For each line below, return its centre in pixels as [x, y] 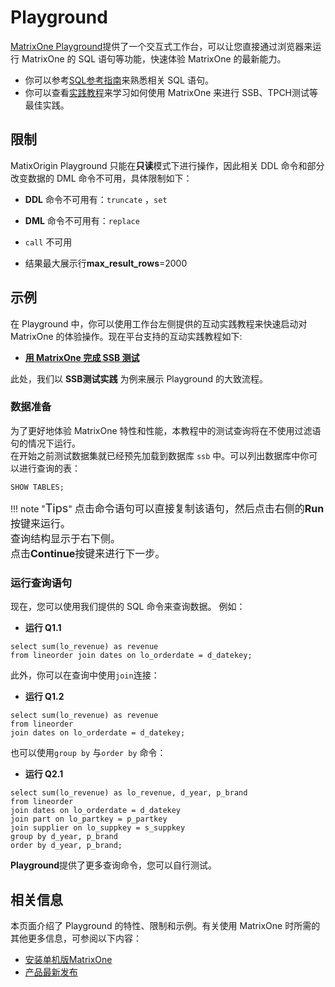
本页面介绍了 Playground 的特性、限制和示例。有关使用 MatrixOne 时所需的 [165, 925]
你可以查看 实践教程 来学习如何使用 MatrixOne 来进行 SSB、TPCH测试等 [171, 92]
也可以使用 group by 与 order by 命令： [88, 753]
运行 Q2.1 [44, 774]
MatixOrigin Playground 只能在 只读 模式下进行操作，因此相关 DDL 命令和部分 [167, 165]
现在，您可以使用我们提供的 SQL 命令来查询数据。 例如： [128, 607]
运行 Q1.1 [43, 628]
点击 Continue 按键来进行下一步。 [88, 553]
